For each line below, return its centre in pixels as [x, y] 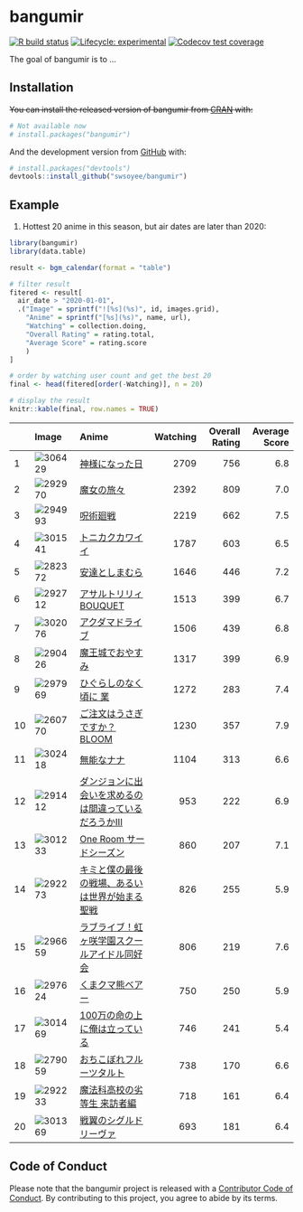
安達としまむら [111, 572]
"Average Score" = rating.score [86, 343]
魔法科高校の [107, 1089]
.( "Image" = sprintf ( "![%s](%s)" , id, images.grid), [119, 309]
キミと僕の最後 [111, 869]
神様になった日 [111, 464]
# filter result [40, 284]
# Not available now [48, 126]
